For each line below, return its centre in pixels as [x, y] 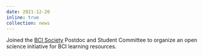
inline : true [23, 17]
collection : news [28, 23]
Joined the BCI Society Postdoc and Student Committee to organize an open [102, 40]
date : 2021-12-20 [28, 12]
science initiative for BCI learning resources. [62, 46]
